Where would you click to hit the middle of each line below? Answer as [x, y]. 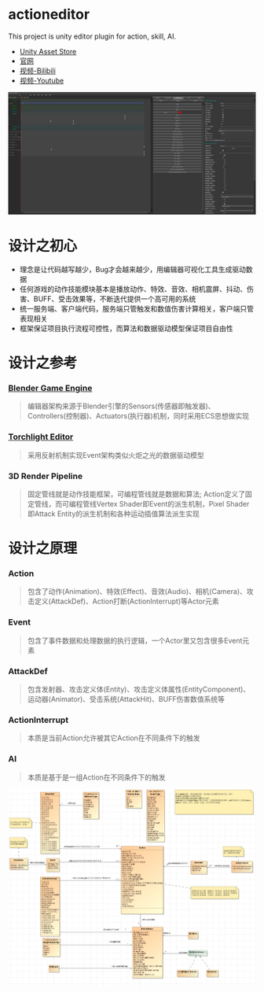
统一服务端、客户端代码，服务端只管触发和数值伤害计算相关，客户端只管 [136, 308]
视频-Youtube [42, 80]
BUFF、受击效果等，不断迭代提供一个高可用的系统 [115, 299]
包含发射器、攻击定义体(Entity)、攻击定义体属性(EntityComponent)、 [139, 689]
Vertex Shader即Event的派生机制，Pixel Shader [173, 504]
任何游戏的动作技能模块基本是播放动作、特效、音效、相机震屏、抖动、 [133, 289]
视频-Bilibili [38, 70]
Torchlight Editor [41, 437]
